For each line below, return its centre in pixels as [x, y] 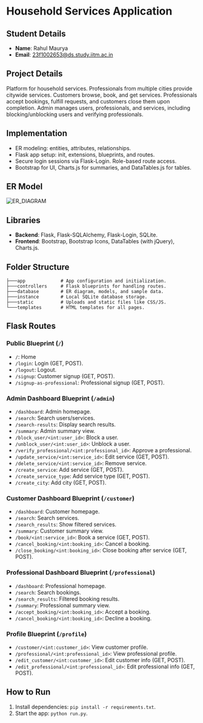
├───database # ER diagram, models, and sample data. [85, 292]
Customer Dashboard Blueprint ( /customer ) [71, 498]
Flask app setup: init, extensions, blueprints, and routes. [85, 154]
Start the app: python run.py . [51, 713]
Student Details [36, 34]
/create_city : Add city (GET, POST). [61, 483]
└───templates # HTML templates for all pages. [76, 308]
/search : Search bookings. [48, 592]
